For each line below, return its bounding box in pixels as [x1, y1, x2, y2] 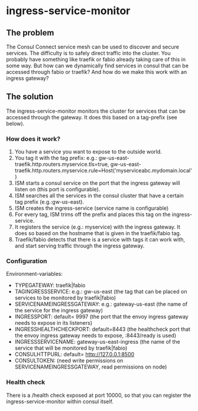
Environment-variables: [6, 270, 63, 278]
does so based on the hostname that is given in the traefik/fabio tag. [14, 230, 181, 237]
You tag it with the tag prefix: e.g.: [14, 155, 98, 162]
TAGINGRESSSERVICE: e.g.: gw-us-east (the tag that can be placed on [14, 288, 187, 295]
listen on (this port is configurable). [14, 186, 100, 193]
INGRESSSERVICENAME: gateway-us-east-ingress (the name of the [14, 338, 180, 345]
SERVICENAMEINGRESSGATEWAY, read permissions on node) [14, 363, 167, 370]
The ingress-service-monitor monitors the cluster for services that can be [6, 107, 186, 115]
